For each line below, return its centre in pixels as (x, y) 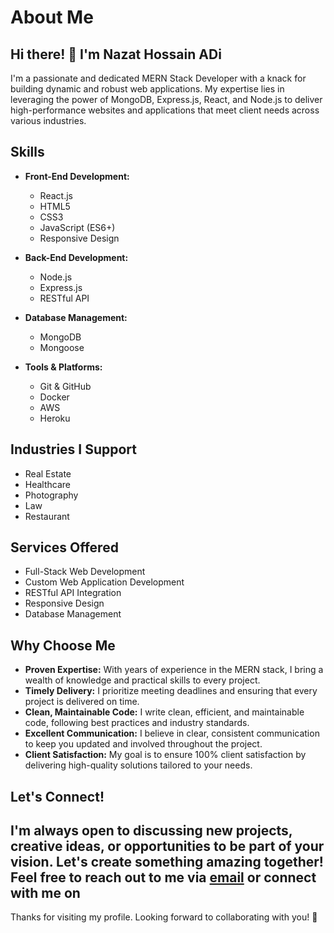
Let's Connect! (57, 796)
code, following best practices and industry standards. (137, 723)
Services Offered (64, 547)
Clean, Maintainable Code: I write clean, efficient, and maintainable (164, 712)
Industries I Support (74, 449)
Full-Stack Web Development (85, 572)
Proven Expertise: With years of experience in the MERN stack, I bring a (174, 670)
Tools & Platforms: (63, 367)
